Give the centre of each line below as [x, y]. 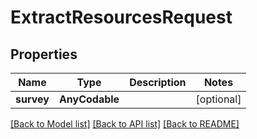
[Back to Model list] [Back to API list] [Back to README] [125, 124]
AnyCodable [89, 99]
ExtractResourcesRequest [121, 17]
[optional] [218, 99]
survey [32, 99]
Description [158, 82]
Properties [44, 54]
